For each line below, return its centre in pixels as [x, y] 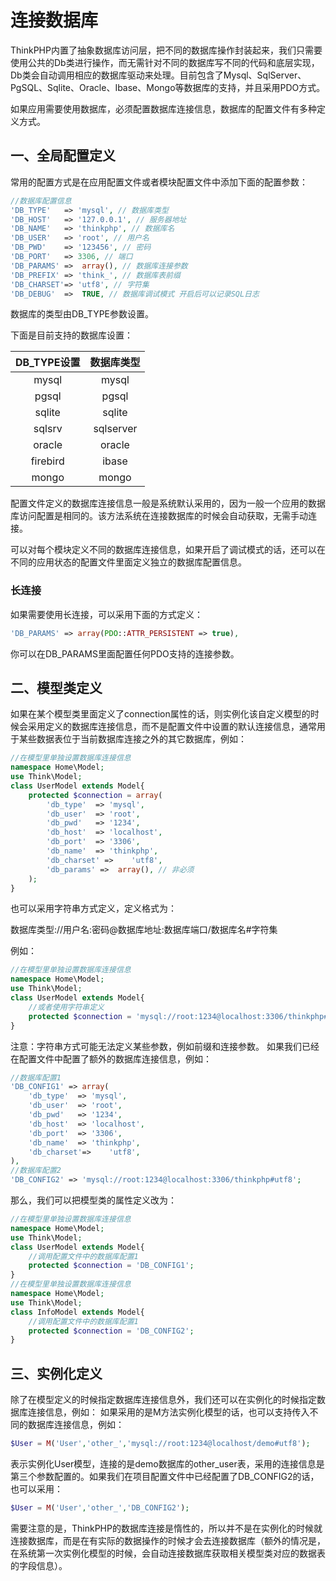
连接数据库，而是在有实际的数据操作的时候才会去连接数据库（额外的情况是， [168, 1540]
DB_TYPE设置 [48, 363]
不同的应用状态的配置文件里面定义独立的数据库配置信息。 [128, 562]
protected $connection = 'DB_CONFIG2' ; [111, 1331]
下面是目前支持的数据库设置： [71, 335]
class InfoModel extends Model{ [77, 1312]
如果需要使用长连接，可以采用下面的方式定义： [106, 614]
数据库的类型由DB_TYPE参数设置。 [82, 314]
